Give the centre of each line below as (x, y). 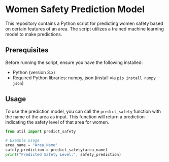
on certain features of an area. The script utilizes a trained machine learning (84, 28)
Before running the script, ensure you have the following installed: (74, 62)
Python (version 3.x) (34, 72)
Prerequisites (27, 50)
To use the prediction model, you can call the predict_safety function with (83, 111)
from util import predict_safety (41, 131)
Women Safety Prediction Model (75, 9)
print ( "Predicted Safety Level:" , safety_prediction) (63, 155)
